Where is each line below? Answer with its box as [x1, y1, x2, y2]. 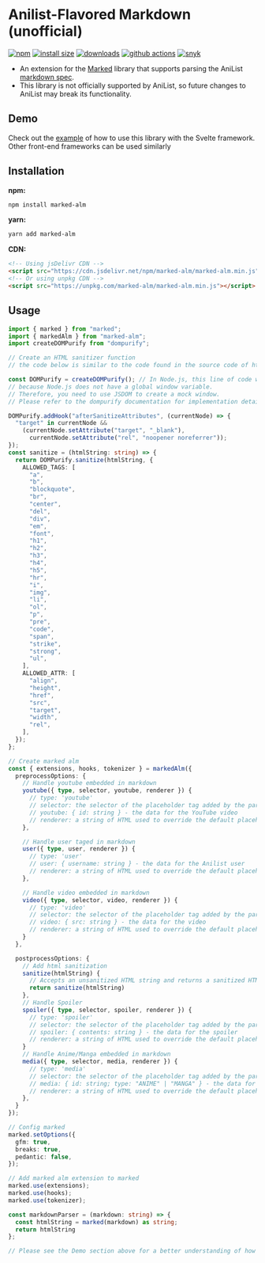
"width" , [28, 714, 58, 722]
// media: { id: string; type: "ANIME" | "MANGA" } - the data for [28, 1079, 256, 1087]
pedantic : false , [15, 1153, 73, 1161]
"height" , [28, 684, 62, 692]
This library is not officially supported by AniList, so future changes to [19, 81, 247, 90]
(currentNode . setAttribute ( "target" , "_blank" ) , [22, 427, 185, 434]
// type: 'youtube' [28, 794, 93, 802]
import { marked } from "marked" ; [8, 324, 122, 333]
